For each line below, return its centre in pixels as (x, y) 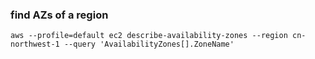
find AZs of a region (59, 15)
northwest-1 (35, 44)
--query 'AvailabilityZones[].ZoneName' (149, 44)
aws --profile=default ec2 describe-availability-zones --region (149, 36)
